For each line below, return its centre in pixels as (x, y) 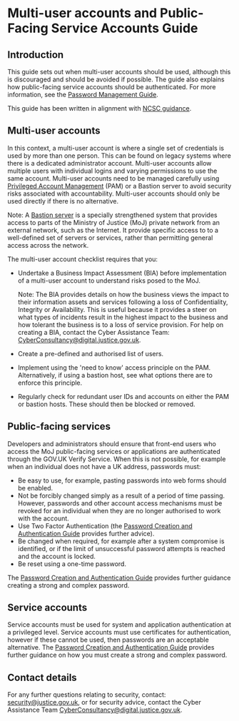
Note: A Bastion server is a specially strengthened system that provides (112, 215)
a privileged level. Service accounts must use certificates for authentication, (119, 632)
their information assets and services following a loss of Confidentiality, (123, 302)
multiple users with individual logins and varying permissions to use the (112, 171)
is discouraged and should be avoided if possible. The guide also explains (116, 79)
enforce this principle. (50, 383)
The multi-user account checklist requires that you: (83, 259)
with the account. (43, 518)
